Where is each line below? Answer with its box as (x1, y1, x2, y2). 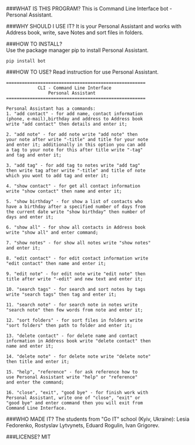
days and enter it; (6, 214, 54, 220)
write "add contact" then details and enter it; (6, 121, 127, 127)
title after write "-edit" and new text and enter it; (6, 276, 143, 282)
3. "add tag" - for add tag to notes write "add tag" (6, 162, 141, 168)
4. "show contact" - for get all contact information (6, 183, 141, 189)
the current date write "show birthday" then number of (6, 209, 146, 215)
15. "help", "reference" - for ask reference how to (6, 369, 138, 375)
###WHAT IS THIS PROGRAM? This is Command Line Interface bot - (6, 5, 172, 12)
